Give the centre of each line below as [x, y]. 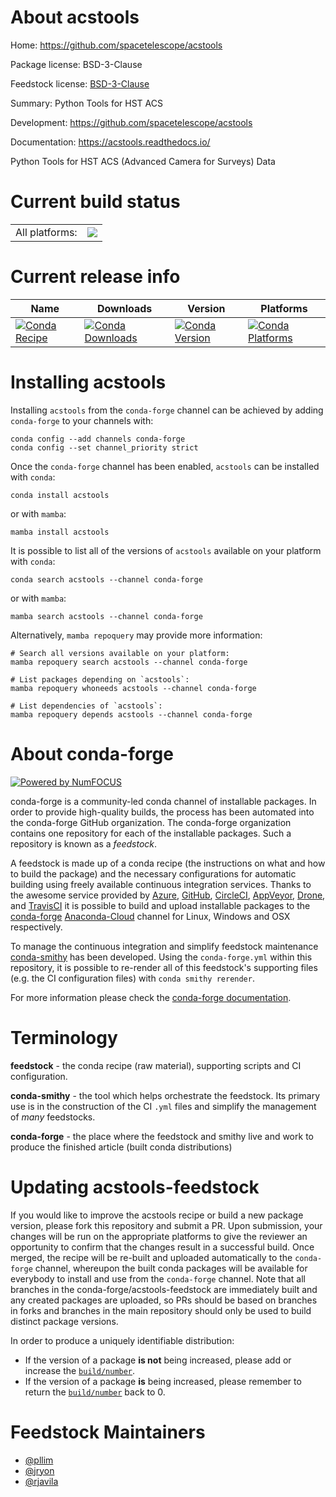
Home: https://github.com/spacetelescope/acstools [116, 45]
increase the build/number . [80, 1370]
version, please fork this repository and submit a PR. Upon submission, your [166, 1225]
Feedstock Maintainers [108, 1432]
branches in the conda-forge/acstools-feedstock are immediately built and [164, 1289]
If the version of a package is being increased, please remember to [163, 1381]
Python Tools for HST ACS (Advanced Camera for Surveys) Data [143, 161]
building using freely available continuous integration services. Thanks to [161, 884]
